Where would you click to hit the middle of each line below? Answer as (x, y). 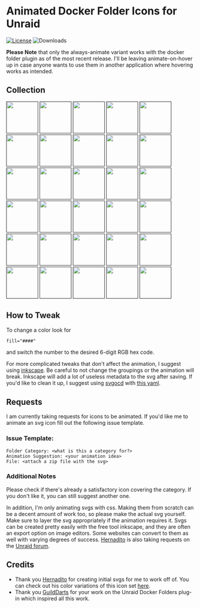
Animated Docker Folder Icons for (92, 11)
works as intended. (30, 71)
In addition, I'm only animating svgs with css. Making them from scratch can (100, 507)
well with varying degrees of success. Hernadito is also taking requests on (98, 540)
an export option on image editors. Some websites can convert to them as (97, 533)
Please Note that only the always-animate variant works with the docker (95, 52)
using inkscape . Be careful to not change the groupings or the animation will (100, 370)
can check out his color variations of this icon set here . (83, 585)
